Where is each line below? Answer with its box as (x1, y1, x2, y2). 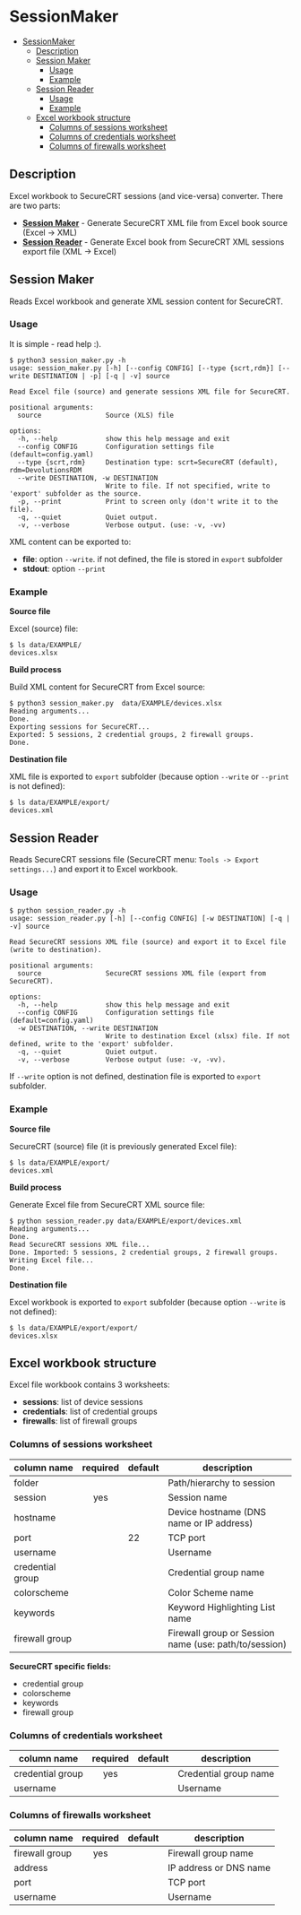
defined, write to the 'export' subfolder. (9, 1040, 175, 1049)
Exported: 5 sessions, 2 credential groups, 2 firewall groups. (9, 731, 254, 740)
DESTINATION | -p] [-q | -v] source (32, 371, 170, 380)
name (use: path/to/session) (168, 1638, 287, 1651)
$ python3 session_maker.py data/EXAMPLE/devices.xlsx (9, 699, 222, 708)
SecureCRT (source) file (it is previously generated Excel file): (9, 1140, 237, 1151)
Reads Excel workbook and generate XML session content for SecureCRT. (9, 296, 284, 307)
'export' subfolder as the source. (9, 489, 142, 498)
